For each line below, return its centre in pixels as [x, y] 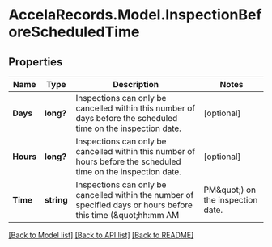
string [56, 200]
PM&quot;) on [230, 190]
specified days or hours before [134, 205]
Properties [36, 62]
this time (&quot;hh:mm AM [127, 215]
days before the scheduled [127, 118]
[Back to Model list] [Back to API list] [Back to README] [101, 235]
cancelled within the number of [135, 195]
